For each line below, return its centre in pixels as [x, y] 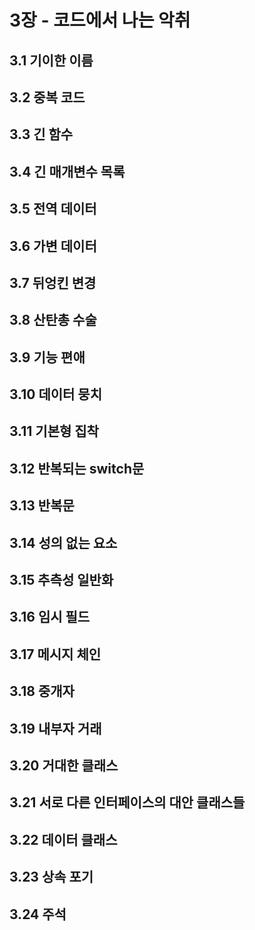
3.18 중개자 [42, 691]
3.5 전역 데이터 [53, 209]
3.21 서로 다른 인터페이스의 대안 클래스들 [127, 802]
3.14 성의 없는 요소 [63, 542]
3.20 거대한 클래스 [64, 765]
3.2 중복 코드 [47, 97]
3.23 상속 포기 [51, 877]
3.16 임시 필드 [50, 617]
